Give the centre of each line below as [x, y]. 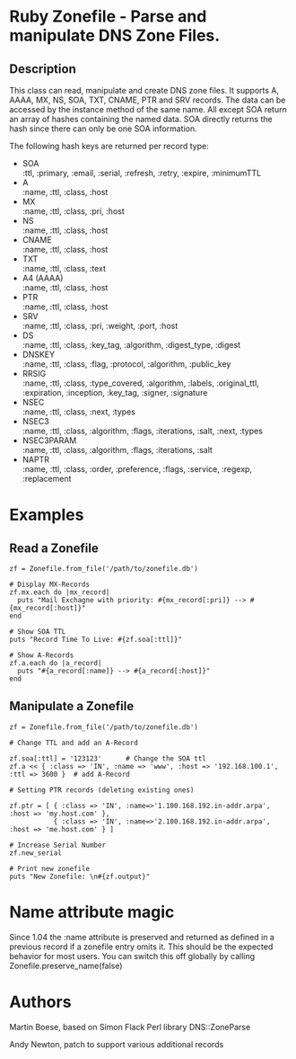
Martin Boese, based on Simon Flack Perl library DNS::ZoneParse [130, 1027]
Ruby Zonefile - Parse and [108, 17]
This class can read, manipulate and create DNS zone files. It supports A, [144, 90]
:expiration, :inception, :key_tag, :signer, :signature [115, 392]
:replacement [47, 479]
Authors [40, 1002]
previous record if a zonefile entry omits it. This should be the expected [141, 947]
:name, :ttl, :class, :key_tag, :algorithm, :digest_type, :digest [131, 345]
